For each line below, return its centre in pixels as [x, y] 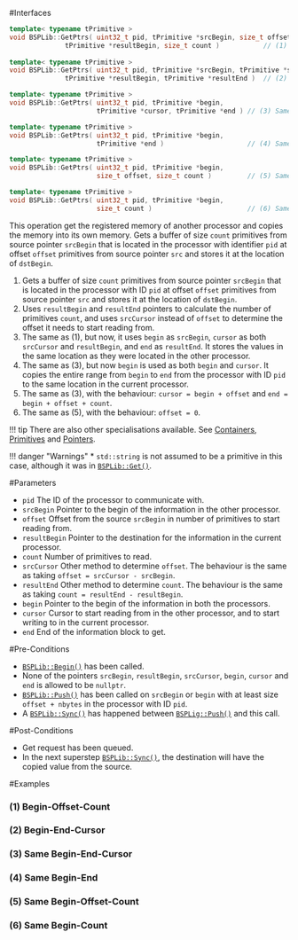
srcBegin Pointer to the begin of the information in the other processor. [151, 509]
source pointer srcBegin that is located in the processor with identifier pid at [148, 244]
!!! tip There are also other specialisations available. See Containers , [133, 429]
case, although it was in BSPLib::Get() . [81, 466]
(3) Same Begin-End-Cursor [71, 854]
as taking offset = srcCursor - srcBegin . [98, 575]
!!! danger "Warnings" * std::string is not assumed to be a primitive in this [146, 456]
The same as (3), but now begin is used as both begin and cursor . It [145, 365]
